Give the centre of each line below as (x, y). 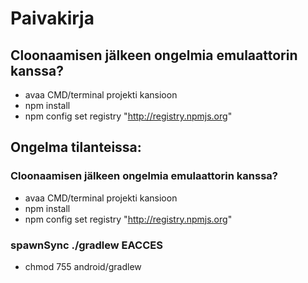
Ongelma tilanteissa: (76, 147)
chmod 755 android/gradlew (83, 266)
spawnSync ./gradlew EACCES (86, 245)
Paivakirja (52, 18)
